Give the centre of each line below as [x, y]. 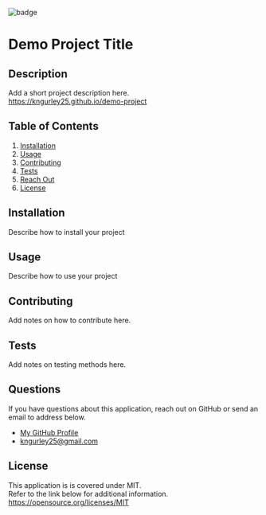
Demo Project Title [71, 45]
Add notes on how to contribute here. [70, 320]
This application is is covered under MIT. [75, 485]
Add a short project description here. [69, 93]
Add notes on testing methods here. [67, 365]
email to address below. [47, 417]
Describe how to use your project [63, 276]
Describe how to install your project [66, 232]
